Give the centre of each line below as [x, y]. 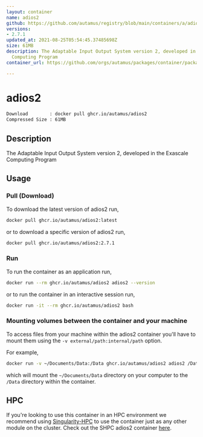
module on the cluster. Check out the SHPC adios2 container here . [89, 428]
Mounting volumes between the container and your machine [97, 321]
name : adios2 [23, 18]
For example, [23, 352]
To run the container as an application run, [59, 272]
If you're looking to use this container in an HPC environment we [86, 415]
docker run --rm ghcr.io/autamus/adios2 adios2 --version [81, 282]
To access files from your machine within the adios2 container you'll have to [101, 334]
